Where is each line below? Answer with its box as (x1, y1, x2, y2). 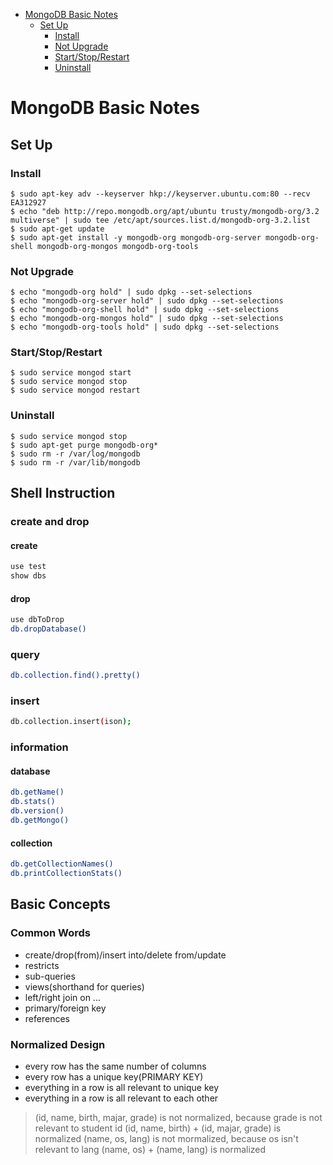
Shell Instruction (10, 485, 116, 502)
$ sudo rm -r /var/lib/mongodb (10, 457, 141, 468)
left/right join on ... (24, 991, 101, 1003)
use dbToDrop (10, 615, 65, 625)
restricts (24, 959, 60, 971)
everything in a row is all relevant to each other (24, 1092, 219, 1104)
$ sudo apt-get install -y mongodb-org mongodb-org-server (10, 232, 262, 243)
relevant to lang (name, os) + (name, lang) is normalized (34, 1143, 267, 1155)
